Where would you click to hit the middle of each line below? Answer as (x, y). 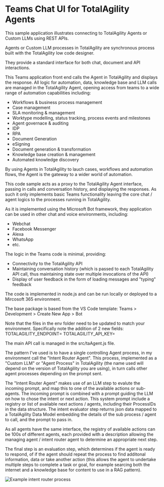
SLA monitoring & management (44, 113)
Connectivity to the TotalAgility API (47, 263)
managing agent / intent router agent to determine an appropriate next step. (82, 439)
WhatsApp (23, 239)
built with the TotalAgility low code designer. (50, 53)
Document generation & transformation (52, 149)
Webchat (21, 224)
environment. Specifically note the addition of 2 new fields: (64, 328)
